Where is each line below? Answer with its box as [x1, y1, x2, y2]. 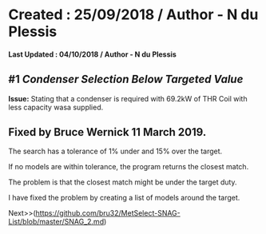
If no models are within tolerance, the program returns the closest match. [8, 162, 249, 172]
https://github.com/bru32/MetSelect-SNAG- [35, 208, 181, 218]
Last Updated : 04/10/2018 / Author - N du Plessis [8, 50, 177, 59]
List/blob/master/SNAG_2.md [8, 217, 105, 227]
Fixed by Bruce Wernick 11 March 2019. [8, 125, 207, 139]
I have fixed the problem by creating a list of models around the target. [8, 193, 240, 203]
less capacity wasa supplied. [8, 102, 104, 112]
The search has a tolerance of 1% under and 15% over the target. [8, 146, 223, 157]
